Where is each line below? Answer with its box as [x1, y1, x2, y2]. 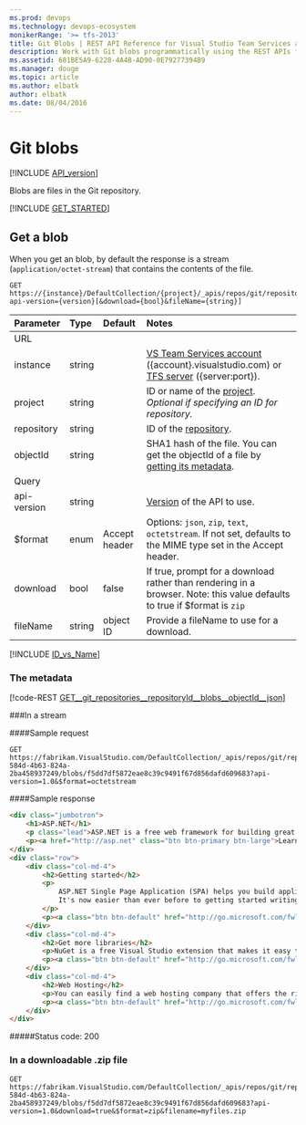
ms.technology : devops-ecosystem [9, 22, 137, 31]
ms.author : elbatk [9, 81, 79, 90]
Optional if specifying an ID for [146, 396, 278, 409]
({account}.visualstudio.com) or [146, 359, 282, 371]
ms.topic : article [9, 73, 79, 82]
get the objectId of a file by [146, 449, 261, 462]
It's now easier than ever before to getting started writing [57, 896, 300, 905]
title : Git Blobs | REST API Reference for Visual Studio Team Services [9, 38, 291, 48]
